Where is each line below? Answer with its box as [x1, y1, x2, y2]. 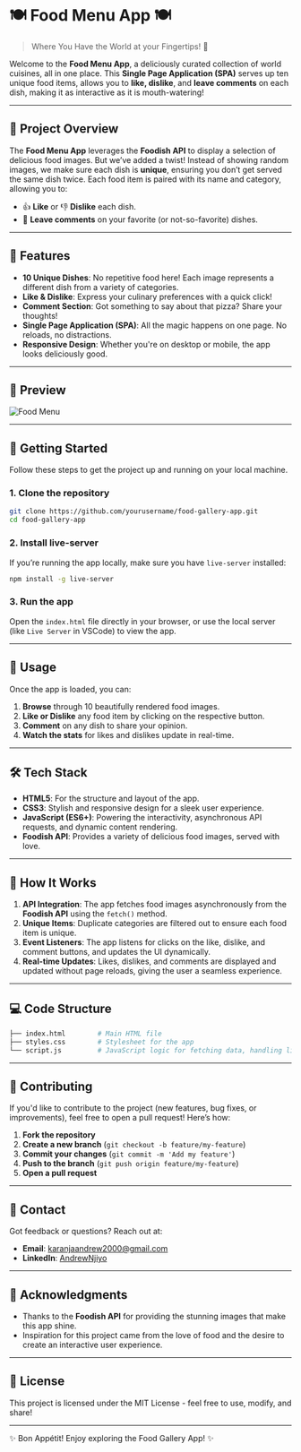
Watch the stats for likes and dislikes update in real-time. [21, 729, 235, 740]
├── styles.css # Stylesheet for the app [9, 1037, 194, 1046]
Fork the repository [21, 1130, 96, 1140]
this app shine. [21, 1320, 77, 1331]
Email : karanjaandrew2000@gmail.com [21, 1243, 168, 1254]
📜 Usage [9, 660, 56, 675]
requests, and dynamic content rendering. [21, 821, 178, 832]
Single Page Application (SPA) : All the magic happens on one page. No [21, 320, 288, 331]
